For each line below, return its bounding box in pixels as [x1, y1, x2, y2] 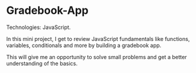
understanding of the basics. [6, 60, 78, 67]
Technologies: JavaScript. [6, 24, 71, 31]
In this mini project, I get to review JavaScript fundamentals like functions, [6, 35, 190, 42]
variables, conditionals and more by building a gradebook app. [6, 42, 162, 49]
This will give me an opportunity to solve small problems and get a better [6, 53, 187, 60]
